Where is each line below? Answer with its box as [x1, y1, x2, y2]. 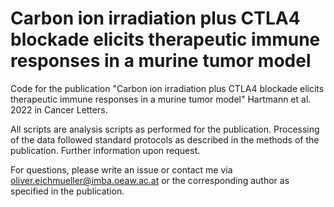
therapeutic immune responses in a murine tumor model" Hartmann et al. [10, 93, 312, 105]
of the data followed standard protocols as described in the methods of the [10, 133, 320, 146]
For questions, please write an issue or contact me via [10, 163, 233, 176]
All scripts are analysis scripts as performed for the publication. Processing [10, 123, 320, 135]
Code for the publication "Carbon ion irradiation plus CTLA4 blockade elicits [10, 82, 325, 94]
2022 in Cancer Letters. [10, 103, 108, 116]
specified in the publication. [10, 185, 125, 197]
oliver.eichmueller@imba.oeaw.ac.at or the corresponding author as [10, 174, 290, 186]
